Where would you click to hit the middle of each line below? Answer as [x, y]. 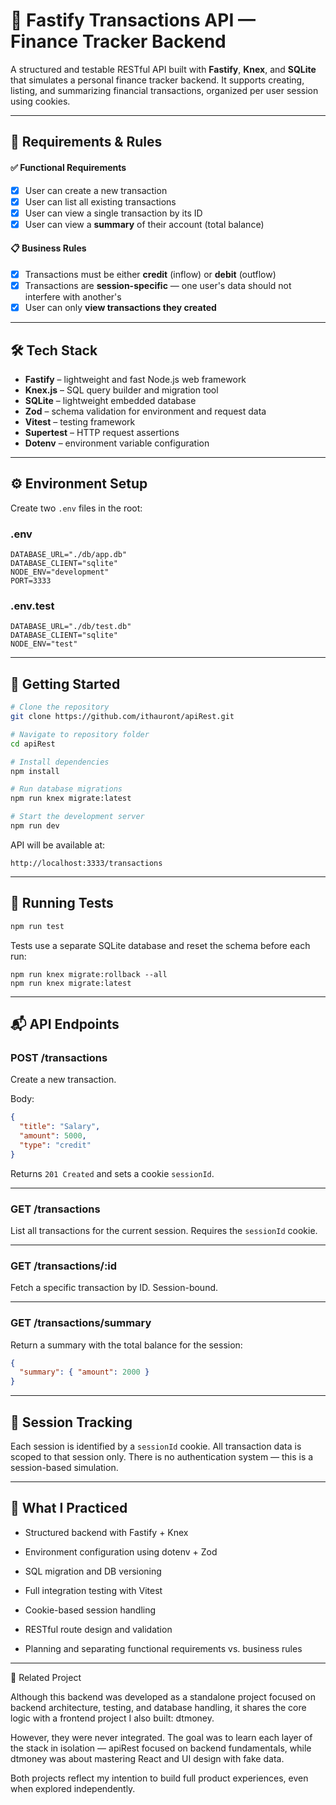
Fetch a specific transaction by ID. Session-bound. [114, 1288]
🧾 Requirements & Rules [86, 142]
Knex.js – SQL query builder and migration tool [121, 390]
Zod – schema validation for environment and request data [145, 411]
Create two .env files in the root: [76, 508]
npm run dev [35, 826]
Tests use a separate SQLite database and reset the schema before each [160, 945]
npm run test [37, 926]
